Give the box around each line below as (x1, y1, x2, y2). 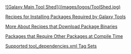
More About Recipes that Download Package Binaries (5, 24, 118, 29)
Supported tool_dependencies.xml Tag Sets (5, 43, 97, 49)
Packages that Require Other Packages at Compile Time (5, 33, 123, 39)
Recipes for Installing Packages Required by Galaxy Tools (5, 14, 126, 20)
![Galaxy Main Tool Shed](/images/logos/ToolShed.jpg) (5, 4, 121, 10)
